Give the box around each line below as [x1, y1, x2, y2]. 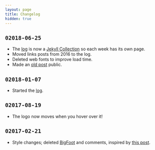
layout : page [5, 7, 32, 12]
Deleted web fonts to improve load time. [12, 57, 93, 63]
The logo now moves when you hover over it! [12, 113, 103, 119]
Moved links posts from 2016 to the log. [12, 51, 92, 57]
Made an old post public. [12, 62, 62, 67]
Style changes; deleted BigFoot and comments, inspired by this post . [12, 139, 151, 145]
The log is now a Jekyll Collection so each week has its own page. [12, 46, 145, 52]
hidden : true [5, 16, 32, 21]
